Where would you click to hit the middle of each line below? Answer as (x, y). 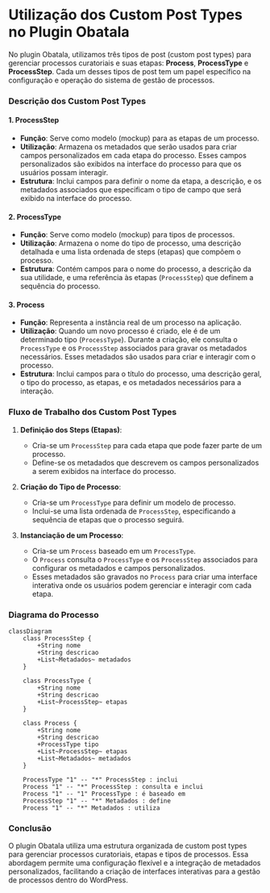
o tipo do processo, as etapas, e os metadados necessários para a (131, 383)
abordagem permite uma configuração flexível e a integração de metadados (135, 863)
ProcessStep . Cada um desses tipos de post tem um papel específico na (130, 71)
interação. (37, 391)
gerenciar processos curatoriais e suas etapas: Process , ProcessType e (129, 63)
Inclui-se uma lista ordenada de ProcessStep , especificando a (134, 511)
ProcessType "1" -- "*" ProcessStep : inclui (101, 780)
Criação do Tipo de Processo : (71, 487)
